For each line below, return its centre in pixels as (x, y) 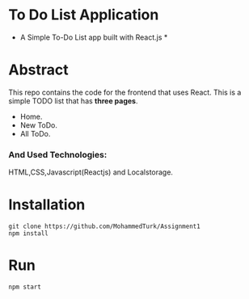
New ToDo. (39, 125)
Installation (47, 205)
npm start (25, 287)
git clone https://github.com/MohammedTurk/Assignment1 (104, 227)
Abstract (38, 70)
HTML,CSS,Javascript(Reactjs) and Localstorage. (91, 172)
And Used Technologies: (58, 154)
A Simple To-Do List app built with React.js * (94, 37)
